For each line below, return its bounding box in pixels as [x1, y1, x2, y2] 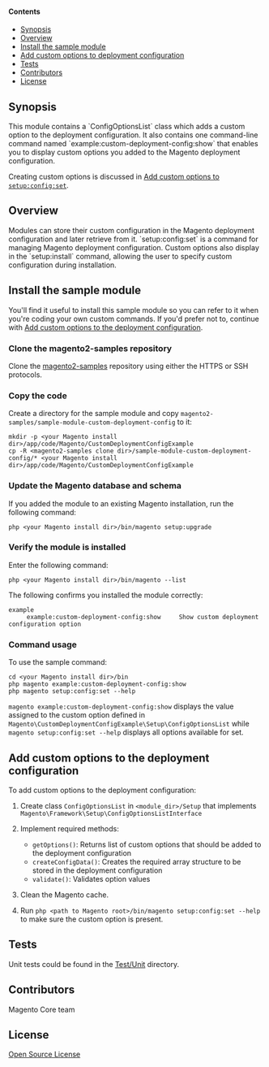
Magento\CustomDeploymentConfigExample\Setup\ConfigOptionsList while [8, 719, 250, 729]
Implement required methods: [19, 823, 119, 833]
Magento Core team [8, 1004, 75, 1014]
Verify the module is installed [8, 541, 126, 553]
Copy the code [8, 390, 67, 401]
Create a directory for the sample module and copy [8, 409, 180, 419]
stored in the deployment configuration [32, 865, 163, 875]
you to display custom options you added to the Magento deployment [8, 147, 241, 158]
